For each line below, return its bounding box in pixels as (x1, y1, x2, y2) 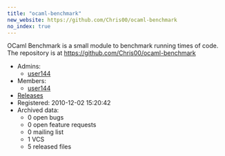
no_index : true (7, 23, 51, 30)
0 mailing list (27, 128, 64, 136)
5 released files (27, 142, 72, 151)
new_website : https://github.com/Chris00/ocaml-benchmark (7, 16, 177, 23)
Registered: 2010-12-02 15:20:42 (17, 99, 111, 107)
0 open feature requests (27, 121, 97, 129)
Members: (17, 77, 47, 85)
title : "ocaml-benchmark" (7, 10, 81, 17)
